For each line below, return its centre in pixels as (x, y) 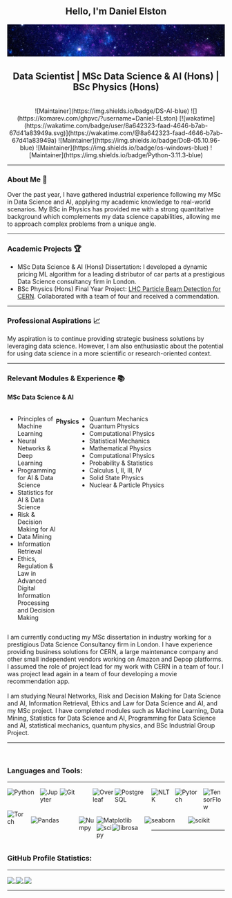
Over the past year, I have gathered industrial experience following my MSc (114, 195)
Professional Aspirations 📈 (54, 321)
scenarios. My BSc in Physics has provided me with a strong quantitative (110, 209)
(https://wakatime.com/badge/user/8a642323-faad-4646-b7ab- (116, 125)
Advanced (32, 581)
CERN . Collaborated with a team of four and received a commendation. (118, 296)
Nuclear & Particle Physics (127, 485)
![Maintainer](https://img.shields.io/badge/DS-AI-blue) (112, 111)
